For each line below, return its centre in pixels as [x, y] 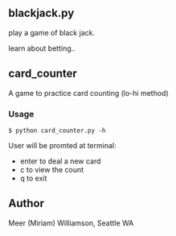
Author [26, 203]
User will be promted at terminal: [62, 145]
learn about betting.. [42, 48]
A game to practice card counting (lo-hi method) [88, 93]
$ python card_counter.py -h [57, 130]
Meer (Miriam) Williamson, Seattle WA [71, 223]
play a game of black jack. [51, 32]
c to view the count [52, 169]
